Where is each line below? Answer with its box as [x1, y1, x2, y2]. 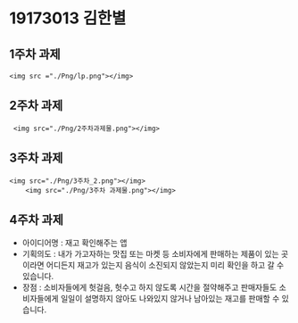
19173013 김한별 [9, 8, 127, 29]
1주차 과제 [9, 46, 61, 62]
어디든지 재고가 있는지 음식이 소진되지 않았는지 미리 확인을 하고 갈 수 [46, 260, 285, 270]
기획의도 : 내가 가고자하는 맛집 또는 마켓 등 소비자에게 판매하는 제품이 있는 [21, 249, 279, 260]
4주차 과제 [9, 212, 64, 228]
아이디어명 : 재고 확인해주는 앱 [21, 237, 128, 248]
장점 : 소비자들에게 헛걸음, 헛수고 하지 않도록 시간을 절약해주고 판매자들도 [21, 282, 277, 293]
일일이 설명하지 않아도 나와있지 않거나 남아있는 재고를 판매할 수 [61, 294, 280, 304]
